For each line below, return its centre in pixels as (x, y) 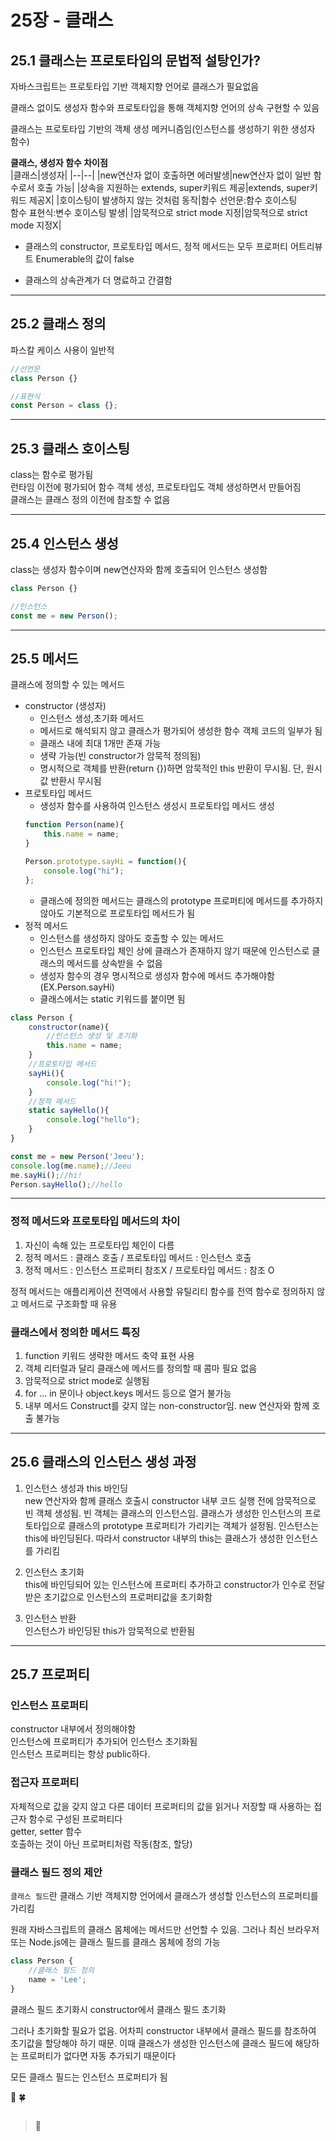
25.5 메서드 (44, 658)
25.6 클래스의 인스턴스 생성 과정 (103, 1462)
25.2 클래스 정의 (58, 324)
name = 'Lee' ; (57, 1979)
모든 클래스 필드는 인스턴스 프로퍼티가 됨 (89, 2077)
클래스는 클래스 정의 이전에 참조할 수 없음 (90, 500)
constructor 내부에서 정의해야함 (73, 1729)
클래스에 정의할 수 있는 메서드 (68, 685)
